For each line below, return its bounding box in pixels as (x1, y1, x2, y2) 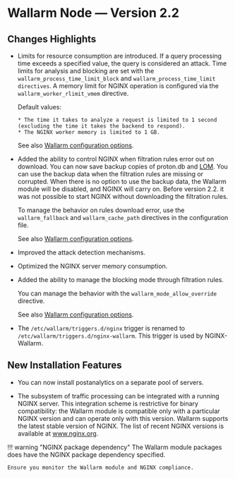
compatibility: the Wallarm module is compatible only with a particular (17, 407, 220, 415)
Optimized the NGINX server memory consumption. (17, 262, 168, 270)
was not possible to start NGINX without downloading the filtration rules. (17, 192, 229, 200)
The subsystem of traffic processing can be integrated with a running (17, 391, 220, 400)
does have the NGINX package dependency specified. (7, 450, 166, 459)
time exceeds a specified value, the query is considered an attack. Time (17, 59, 227, 68)
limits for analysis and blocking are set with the (17, 67, 155, 75)
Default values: (17, 103, 62, 111)
